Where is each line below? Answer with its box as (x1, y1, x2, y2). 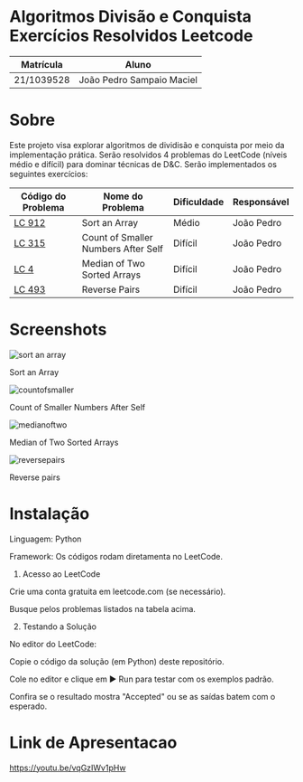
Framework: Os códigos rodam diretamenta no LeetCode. (9, 551, 224, 561)
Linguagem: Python (9, 533, 82, 544)
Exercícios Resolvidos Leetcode (9, 25, 253, 46)
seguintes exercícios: (9, 168, 88, 179)
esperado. (9, 701, 48, 711)
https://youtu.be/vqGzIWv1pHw (9, 762, 126, 773)
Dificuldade (172, 195, 225, 208)
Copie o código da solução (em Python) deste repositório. (9, 655, 225, 666)
